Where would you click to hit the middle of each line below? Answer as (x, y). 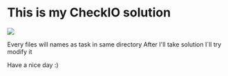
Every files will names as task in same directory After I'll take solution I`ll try (114, 44)
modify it (20, 51)
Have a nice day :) (33, 65)
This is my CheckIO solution (89, 13)
